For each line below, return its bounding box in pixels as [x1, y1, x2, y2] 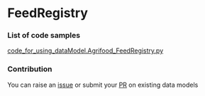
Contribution [7, 64, 52, 74]
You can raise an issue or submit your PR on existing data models [7, 80, 199, 89]
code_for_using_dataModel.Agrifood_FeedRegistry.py [7, 46, 164, 55]
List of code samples [7, 31, 80, 41]
